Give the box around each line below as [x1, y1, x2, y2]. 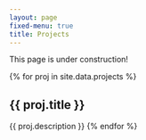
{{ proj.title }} [9, 97, 85, 112]
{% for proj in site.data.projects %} [9, 71, 137, 82]
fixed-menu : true [9, 21, 74, 30]
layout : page [9, 12, 58, 22]
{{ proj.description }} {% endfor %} [9, 121, 138, 132]
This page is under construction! [9, 54, 129, 65]
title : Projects [9, 29, 69, 38]
